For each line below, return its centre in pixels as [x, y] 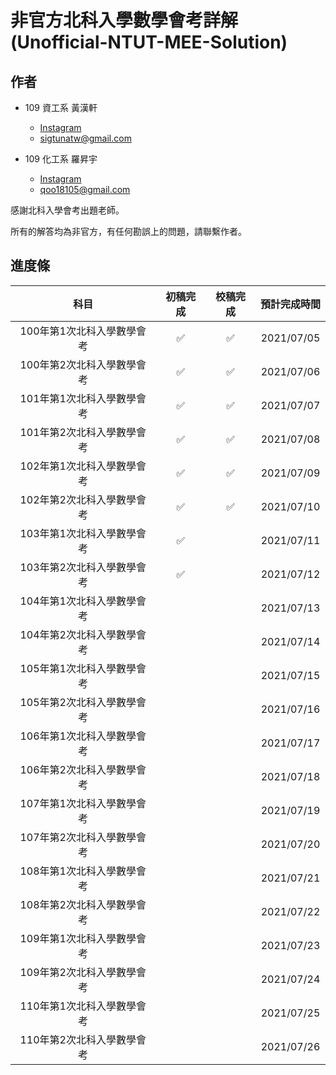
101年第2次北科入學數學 [78, 432]
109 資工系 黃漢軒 [61, 107]
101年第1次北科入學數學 [78, 398]
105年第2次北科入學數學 [78, 702]
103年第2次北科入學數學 [78, 567]
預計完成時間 [290, 304]
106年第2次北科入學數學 [78, 769]
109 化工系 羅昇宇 [61, 159]
